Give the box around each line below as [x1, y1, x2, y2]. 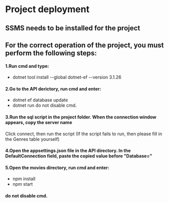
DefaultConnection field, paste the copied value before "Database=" [5, 153, 152, 159]
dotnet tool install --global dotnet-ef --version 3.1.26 [12, 74, 122, 80]
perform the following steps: [5, 49, 97, 57]
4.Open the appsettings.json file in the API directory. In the [5, 148, 131, 154]
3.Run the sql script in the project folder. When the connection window [5, 114, 156, 120]
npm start [12, 181, 33, 187]
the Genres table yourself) [5, 136, 60, 142]
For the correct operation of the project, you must [5, 40, 164, 49]
